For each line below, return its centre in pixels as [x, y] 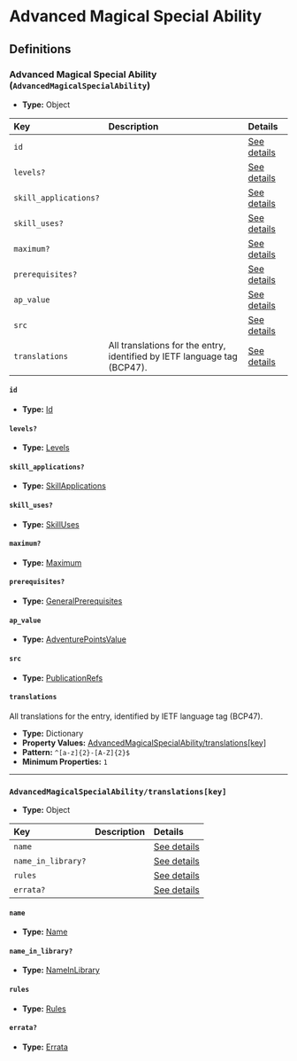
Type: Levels [46, 448]
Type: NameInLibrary [61, 970]
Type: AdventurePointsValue [74, 639]
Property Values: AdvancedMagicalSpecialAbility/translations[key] [144, 743]
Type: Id [37, 410]
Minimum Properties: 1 [65, 761]
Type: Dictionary [53, 733]
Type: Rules [44, 1009]
